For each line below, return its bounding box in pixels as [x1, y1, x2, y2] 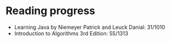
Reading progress [5, 4, 96, 18]
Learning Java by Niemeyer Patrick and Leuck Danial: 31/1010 [14, 24, 166, 31]
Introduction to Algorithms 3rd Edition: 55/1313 [14, 29, 129, 37]
